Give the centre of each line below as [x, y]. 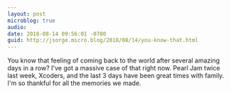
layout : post [27, 14]
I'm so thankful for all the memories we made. [74, 83]
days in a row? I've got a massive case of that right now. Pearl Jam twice [114, 68]
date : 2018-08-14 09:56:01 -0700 [57, 34]
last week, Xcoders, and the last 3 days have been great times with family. [116, 76]
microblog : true [31, 21]
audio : [17, 27]
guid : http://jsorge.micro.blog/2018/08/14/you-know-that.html [103, 40]
